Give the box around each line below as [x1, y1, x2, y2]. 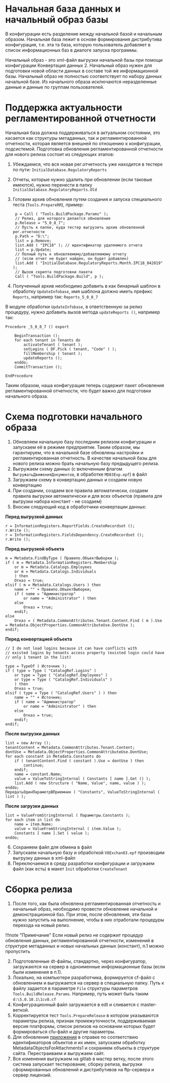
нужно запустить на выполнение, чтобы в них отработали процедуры [12, 916, 164, 923]
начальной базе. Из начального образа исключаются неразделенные [5, 79, 157, 85]
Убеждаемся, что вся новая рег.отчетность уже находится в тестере [12, 161, 163, 167]
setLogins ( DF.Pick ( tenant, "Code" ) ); [23, 346, 117, 352]
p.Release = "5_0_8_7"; [15, 220, 65, 225]
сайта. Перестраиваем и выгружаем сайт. [12, 1050, 105, 1056]
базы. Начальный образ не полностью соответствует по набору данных [5, 73, 162, 79]
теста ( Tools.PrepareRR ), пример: [12, 201, 84, 208]
